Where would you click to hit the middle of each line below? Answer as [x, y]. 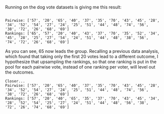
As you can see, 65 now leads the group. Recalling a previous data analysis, [82, 51]
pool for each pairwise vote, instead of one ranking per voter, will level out [80, 67]
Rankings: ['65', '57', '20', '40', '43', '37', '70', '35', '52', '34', [82, 34]
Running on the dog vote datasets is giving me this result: [63, 7]
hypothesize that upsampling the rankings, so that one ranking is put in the [81, 62]
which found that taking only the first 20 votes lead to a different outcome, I [82, 57]
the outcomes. [20, 72]
